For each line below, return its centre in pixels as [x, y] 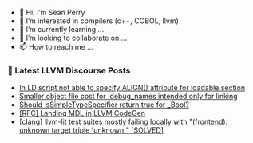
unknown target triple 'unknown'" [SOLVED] [91, 130]
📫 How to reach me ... [56, 47]
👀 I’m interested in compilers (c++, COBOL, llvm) [99, 21]
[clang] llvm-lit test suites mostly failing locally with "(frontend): [123, 122]
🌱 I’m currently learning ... [61, 29]
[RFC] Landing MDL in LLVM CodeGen [82, 113]
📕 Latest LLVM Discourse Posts [69, 70]
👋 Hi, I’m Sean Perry [52, 12]
